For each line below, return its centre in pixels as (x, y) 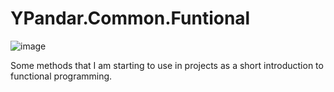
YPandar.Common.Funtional (130, 18)
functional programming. (61, 76)
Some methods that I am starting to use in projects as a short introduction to (167, 65)
